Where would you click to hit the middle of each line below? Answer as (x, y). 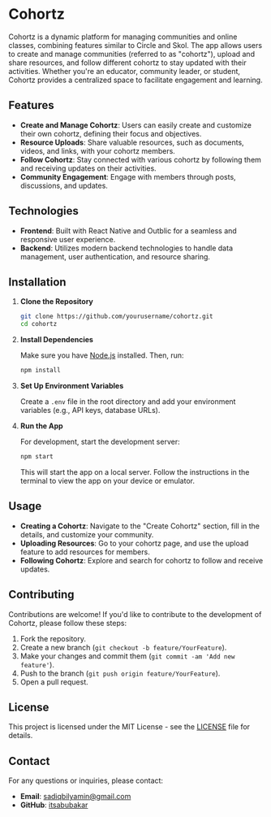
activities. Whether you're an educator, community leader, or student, (125, 71)
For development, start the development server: (100, 441)
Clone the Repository (56, 302)
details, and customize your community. (87, 534)
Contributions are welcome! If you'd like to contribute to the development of (135, 614)
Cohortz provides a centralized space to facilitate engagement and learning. (135, 80)
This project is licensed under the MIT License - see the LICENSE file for (129, 727)
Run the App (41, 426)
